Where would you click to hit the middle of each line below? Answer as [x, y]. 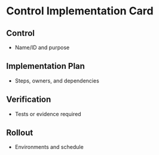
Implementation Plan [46, 66]
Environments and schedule [49, 147]
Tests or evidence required [48, 114]
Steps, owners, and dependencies [57, 80]
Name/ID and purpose [42, 47]
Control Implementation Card [80, 11]
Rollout [20, 133]
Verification [29, 100]
